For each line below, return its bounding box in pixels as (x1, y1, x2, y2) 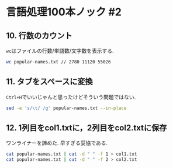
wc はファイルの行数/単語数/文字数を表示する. (6, 48, 114, 54)
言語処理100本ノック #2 (6, 5, 122, 19)
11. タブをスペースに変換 (6, 77, 93, 87)
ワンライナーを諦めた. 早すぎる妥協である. (6, 139, 108, 147)
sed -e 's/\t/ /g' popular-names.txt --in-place (6, 105, 127, 111)
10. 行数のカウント (6, 31, 72, 41)
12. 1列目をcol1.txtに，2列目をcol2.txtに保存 (6, 123, 167, 133)
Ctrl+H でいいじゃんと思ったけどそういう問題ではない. (6, 93, 136, 100)
